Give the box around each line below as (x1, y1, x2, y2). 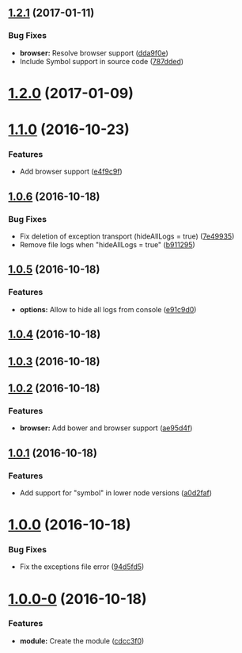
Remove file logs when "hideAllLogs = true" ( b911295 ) (19, 240, 195, 250)
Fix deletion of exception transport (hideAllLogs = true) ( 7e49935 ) (19, 231, 235, 241)
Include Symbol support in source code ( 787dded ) (19, 56, 184, 66)
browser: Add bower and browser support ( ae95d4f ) (19, 423, 193, 433)
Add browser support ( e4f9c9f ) (19, 166, 123, 177)
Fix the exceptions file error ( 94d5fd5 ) (19, 562, 145, 571)
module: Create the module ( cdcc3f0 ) (19, 636, 145, 645)
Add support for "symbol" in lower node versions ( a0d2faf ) (19, 487, 212, 498)
